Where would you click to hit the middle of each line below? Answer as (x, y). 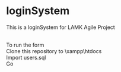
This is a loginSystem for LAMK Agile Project (61, 27)
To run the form (25, 45)
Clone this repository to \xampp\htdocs (54, 51)
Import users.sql (26, 57)
